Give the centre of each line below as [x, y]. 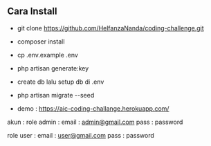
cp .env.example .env [47, 55]
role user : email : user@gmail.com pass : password [81, 135]
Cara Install [32, 11]
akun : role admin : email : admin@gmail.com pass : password [95, 122]
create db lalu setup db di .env [61, 82]
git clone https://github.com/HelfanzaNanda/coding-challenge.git [110, 28]
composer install [41, 42]
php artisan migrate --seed [56, 95]
